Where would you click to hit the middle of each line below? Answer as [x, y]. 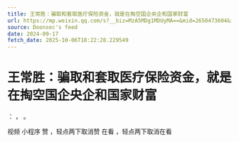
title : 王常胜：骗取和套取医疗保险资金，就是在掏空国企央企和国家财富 [98, 14]
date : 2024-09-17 [33, 34]
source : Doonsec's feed [43, 27]
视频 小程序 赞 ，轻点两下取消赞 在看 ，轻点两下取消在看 [90, 131]
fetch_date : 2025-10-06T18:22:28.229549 [68, 40]
